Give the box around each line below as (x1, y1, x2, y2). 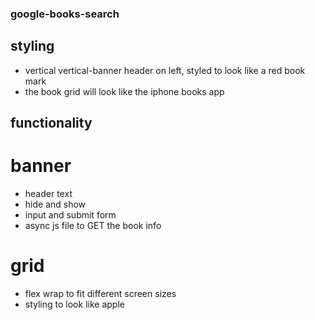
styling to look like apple (24, 298, 125, 310)
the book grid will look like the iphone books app (24, 85, 225, 97)
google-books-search (10, 7, 120, 21)
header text (24, 188, 73, 200)
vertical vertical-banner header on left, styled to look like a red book (24, 64, 306, 76)
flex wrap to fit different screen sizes (24, 288, 177, 299)
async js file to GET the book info (24, 220, 162, 232)
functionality (10, 115, 93, 132)
